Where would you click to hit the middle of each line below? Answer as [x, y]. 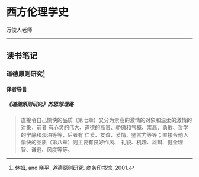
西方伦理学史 [38, 12]
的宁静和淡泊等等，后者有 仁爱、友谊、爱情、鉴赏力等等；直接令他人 [104, 135]
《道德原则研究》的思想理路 [40, 104]
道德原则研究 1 [26, 73]
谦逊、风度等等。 [52, 150]
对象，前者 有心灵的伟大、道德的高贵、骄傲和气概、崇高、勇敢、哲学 [104, 127]
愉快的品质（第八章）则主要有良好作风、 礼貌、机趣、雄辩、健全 [99, 142]
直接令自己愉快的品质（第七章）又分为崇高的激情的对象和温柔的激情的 [106, 120]
